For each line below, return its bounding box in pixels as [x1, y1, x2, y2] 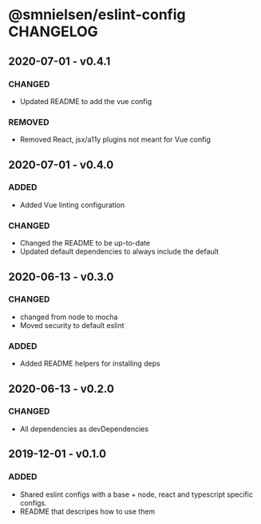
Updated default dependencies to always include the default [19, 246, 219, 257]
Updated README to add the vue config [19, 96, 152, 106]
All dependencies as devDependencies [19, 424, 149, 434]
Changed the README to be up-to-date [19, 238, 150, 248]
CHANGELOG [8, 22, 98, 41]
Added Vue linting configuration [19, 200, 125, 210]
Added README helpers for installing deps [19, 358, 161, 369]
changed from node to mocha [19, 312, 118, 322]
